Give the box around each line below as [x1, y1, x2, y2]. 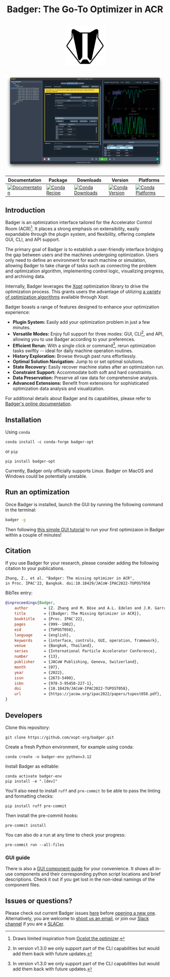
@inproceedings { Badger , [5, 600, 56, 605]
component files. [5, 882, 40, 888]
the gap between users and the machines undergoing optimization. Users [5, 252, 158, 258]
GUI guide [5, 854, 30, 861]
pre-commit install [5, 822, 47, 828]
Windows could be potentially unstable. [5, 473, 88, 479]
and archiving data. [5, 273, 46, 279]
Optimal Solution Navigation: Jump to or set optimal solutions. [12, 358, 144, 364]
